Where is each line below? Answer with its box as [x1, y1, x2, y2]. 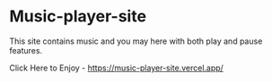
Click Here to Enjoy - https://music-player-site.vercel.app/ [9, 62, 224, 73]
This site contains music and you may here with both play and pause [9, 36, 263, 46]
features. [9, 45, 43, 55]
